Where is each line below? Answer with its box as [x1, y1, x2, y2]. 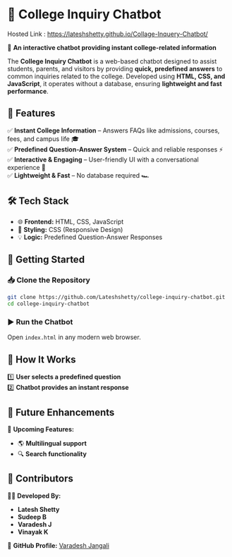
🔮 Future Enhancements [7, 406, 115, 418]
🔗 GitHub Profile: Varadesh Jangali [7, 541, 109, 549]
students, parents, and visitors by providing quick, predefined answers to [7, 64, 223, 73]
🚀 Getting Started [7, 253, 85, 265]
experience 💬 [7, 163, 46, 171]
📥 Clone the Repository [7, 275, 90, 285]
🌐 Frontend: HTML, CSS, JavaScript [17, 217, 124, 226]
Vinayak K [17, 527, 49, 536]
